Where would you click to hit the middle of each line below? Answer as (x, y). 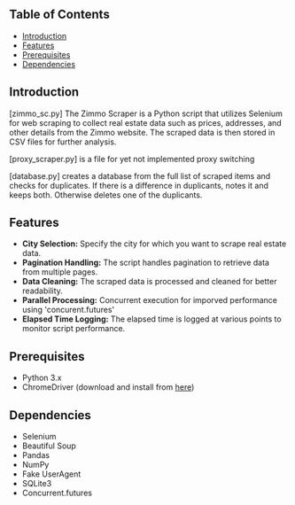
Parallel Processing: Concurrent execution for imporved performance (149, 300)
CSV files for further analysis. (63, 142)
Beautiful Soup (49, 446)
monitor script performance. (74, 329)
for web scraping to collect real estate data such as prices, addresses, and (145, 122)
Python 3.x (42, 378)
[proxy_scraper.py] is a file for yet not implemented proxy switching (132, 159)
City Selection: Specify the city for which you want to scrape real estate (154, 244)
